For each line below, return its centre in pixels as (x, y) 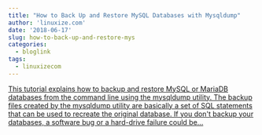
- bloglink (33, 52)
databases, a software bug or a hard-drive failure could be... (106, 122)
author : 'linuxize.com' (47, 23)
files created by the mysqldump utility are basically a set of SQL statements (131, 105)
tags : (17, 60)
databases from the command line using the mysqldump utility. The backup (131, 97)
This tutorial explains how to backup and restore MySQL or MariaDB (118, 89)
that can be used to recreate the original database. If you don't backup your (131, 114)
